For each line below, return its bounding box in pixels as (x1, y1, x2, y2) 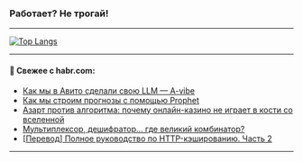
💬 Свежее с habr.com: (9, 65, 96, 76)
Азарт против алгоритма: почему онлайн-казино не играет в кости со (22, 104, 293, 115)
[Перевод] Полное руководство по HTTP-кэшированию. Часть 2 (22, 133, 272, 144)
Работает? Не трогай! (9, 7, 109, 20)
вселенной (22, 113, 65, 124)
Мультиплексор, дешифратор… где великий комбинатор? (22, 123, 245, 134)
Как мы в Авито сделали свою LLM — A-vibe (22, 85, 196, 96)
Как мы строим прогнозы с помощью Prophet (22, 94, 200, 105)
